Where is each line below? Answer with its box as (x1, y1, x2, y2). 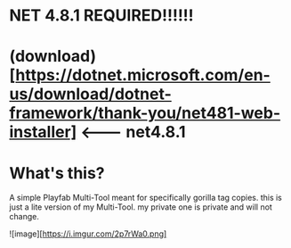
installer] (9, 122, 77, 143)
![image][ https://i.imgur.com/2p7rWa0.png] (9, 228, 167, 239)
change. (9, 211, 40, 222)
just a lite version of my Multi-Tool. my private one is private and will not (9, 202, 273, 212)
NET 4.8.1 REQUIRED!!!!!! (9, 5, 194, 26)
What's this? (9, 162, 105, 183)
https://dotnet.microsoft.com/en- (15, 65, 271, 86)
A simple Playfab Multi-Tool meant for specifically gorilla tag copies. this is (9, 193, 283, 203)
